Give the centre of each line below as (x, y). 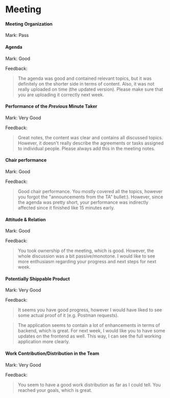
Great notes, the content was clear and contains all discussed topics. (90, 137)
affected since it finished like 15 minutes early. (66, 208)
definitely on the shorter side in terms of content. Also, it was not (86, 83)
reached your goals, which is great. (55, 390)
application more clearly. (44, 342)
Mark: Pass (17, 35)
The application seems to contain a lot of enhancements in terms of (89, 325)
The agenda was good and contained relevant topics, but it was (85, 78)
